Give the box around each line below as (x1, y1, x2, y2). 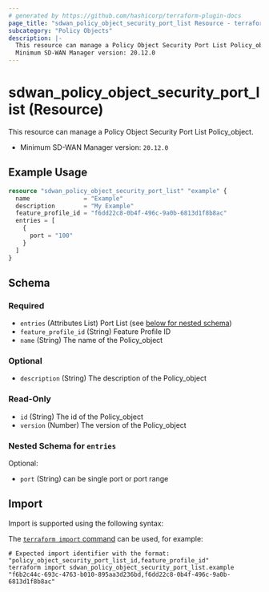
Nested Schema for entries (8, 440, 117, 451)
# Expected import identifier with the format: (8, 550, 171, 558)
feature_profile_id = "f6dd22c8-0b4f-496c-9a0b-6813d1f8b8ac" (15, 209, 227, 217)
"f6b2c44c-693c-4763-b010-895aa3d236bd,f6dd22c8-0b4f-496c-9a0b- (8, 570, 231, 578)
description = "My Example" (15, 202, 134, 210)
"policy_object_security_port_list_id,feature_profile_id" (8, 556, 210, 565)
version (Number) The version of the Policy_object (19, 420, 187, 429)
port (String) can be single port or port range (19, 474, 169, 484)
